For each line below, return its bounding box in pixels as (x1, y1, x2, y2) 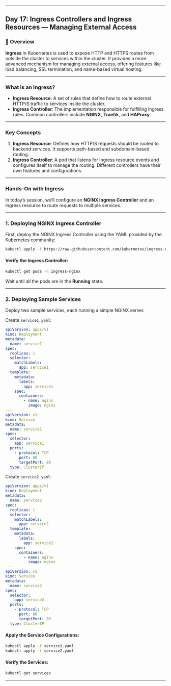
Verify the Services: (5, 659, 49, 666)
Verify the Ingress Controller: (5, 258, 69, 264)
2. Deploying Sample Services (5, 295, 81, 302)
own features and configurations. (12, 168, 82, 174)
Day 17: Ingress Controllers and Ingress (5, 15, 132, 23)
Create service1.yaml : (5, 317, 52, 323)
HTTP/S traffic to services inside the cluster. (12, 100, 106, 107)
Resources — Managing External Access (5, 23, 137, 32)
